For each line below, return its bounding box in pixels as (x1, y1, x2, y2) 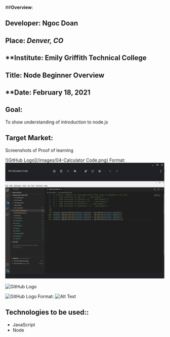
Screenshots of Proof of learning (5, 147, 73, 153)
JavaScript (12, 321, 35, 327)
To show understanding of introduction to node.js (5, 119, 108, 125)
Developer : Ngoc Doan (5, 19, 78, 27)
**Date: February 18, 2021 (5, 88, 91, 97)
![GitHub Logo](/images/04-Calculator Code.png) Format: (5, 157, 125, 163)
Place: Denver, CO (5, 36, 64, 45)
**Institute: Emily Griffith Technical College (5, 53, 147, 63)
